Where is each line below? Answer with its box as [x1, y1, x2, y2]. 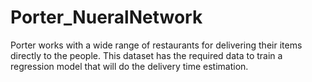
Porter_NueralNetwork [10, 6, 203, 29]
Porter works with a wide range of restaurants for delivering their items [10, 39, 303, 51]
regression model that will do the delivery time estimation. [10, 60, 249, 72]
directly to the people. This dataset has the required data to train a [10, 49, 283, 61]
